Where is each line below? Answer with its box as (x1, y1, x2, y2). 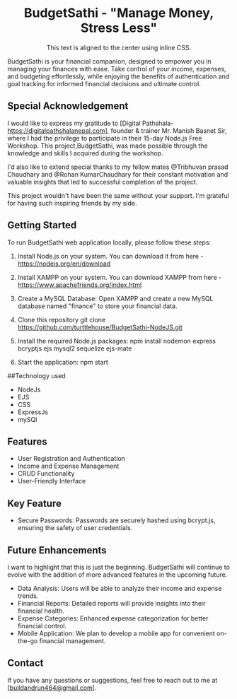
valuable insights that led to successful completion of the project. (7, 177, 198, 186)
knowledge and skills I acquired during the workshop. (7, 148, 163, 157)
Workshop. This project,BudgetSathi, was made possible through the (7, 141, 208, 150)
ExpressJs (17, 408, 48, 416)
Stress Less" (80, 20, 158, 36)
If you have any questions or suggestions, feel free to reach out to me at (7, 676, 218, 684)
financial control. (17, 622, 67, 630)
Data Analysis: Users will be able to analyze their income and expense (17, 585, 222, 592)
